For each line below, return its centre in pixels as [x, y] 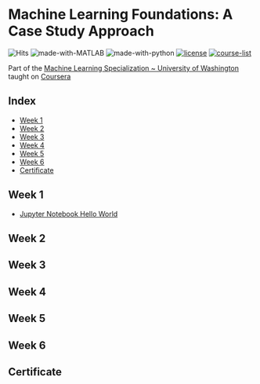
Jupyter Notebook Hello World [69, 214]
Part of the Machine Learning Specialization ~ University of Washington [123, 68]
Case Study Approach [81, 31]
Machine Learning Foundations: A [121, 15]
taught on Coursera [40, 76]
